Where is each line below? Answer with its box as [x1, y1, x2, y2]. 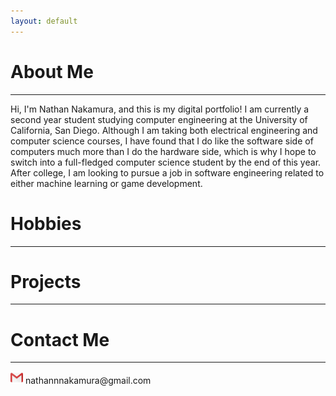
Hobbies [10, 212, 82, 235]
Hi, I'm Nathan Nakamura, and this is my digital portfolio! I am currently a [10, 103, 310, 115]
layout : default [10, 16, 78, 26]
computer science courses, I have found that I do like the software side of [10, 135, 314, 147]
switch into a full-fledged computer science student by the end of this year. [10, 156, 322, 168]
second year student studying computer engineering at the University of [10, 113, 308, 125]
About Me [10, 60, 94, 83]
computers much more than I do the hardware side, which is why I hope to [10, 145, 317, 157]
